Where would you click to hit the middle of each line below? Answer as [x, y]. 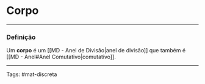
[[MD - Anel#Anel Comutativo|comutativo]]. [61, 57]
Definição [21, 37]
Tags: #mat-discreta [32, 74]
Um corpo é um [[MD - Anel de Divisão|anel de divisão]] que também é [96, 51]
